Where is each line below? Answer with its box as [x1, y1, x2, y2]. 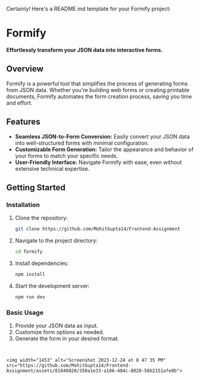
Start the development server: [15, 282, 90, 289]
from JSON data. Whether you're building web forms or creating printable [6, 86, 190, 93]
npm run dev [15, 293, 45, 300]
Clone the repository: [15, 214, 68, 221]
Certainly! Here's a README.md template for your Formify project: [6, 5, 171, 12]
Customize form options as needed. [15, 329, 105, 336]
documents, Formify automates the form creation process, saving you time [6, 93, 192, 100]
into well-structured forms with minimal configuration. [15, 139, 149, 146]
